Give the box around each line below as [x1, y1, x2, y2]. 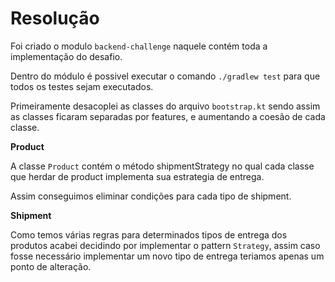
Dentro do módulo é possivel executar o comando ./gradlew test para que [10, 70, 321, 82]
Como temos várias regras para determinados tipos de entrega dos [10, 228, 288, 241]
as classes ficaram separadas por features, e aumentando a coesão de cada [10, 110, 326, 122]
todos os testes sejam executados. [10, 80, 154, 92]
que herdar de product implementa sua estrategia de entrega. [10, 170, 265, 182]
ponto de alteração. [10, 260, 92, 272]
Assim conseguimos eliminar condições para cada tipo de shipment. [10, 190, 292, 202]
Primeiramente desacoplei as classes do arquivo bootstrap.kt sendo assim [10, 100, 321, 112]
